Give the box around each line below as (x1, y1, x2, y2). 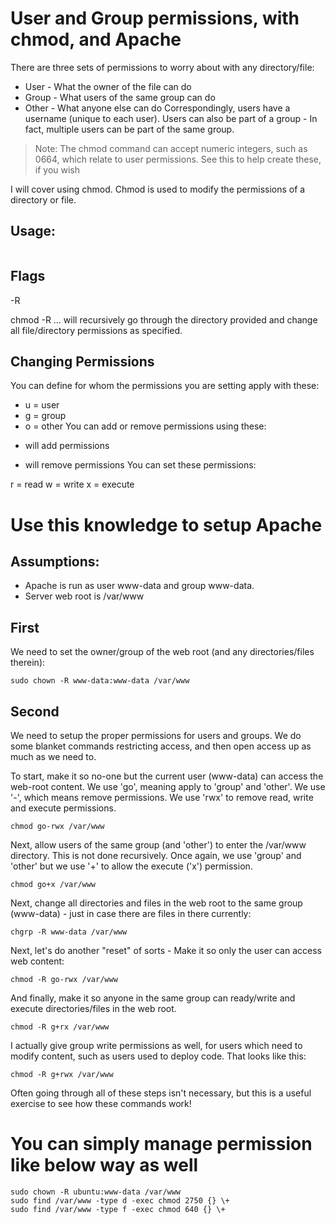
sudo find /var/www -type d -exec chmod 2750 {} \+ (10, 1195, 230, 1206)
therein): (10, 657, 46, 669)
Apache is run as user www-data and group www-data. (24, 580, 255, 592)
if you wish (34, 163, 81, 176)
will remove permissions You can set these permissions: (24, 459, 257, 471)
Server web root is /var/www (24, 590, 145, 602)
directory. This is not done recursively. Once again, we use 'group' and (10, 850, 302, 861)
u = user (24, 399, 60, 411)
